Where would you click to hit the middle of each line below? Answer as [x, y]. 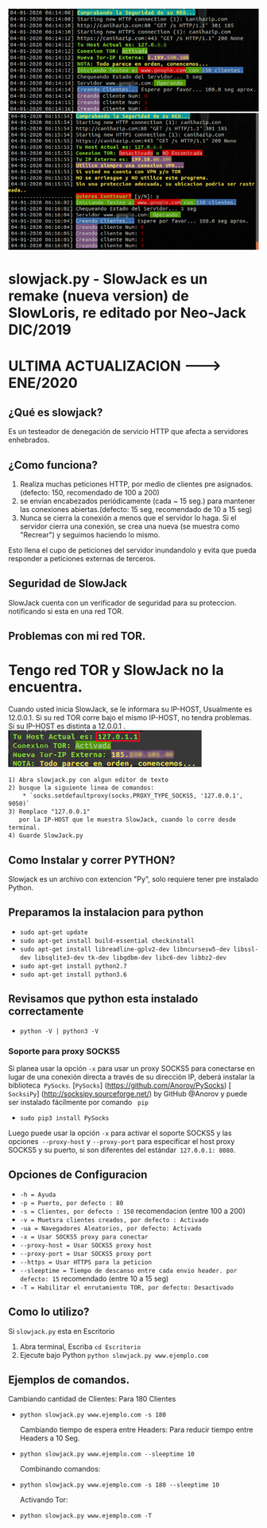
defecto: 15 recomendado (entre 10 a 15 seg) [94, 1278]
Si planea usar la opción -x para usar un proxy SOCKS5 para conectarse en [132, 1068]
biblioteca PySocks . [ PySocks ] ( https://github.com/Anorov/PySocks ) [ [120, 1085]
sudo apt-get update [54, 932]
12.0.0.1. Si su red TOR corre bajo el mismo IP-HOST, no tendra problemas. [130, 718]
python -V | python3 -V [59, 1031]
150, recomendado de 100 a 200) [106, 493]
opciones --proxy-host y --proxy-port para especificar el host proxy [122, 1141]
